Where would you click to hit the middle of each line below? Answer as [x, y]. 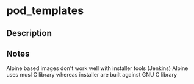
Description [29, 33]
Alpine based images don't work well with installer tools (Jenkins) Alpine [97, 68]
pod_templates [45, 11]
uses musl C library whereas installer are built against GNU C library [92, 75]
